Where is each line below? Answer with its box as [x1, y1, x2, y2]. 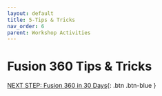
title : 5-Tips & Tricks [7, 16, 76, 23]
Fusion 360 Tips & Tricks [7, 59, 152, 74]
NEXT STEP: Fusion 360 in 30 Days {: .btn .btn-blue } [7, 82, 156, 90]
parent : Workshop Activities [7, 29, 91, 36]
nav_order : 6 [7, 23, 45, 29]
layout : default [7, 10, 54, 17]
